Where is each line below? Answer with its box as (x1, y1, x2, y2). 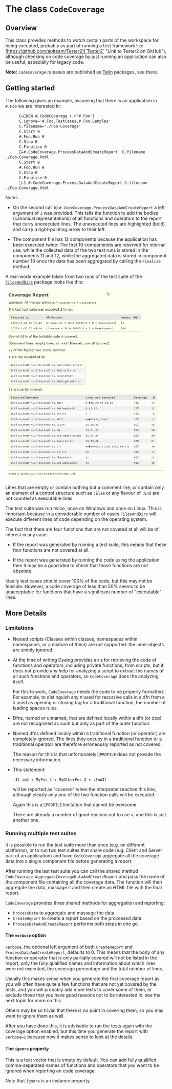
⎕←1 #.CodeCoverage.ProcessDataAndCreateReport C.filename (18, 180, 147, 185)
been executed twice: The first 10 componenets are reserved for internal (12, 241, 166, 248)
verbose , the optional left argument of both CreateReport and (5, 944, 133, 950)
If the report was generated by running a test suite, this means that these (12, 541, 167, 548)
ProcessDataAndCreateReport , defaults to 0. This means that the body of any (5, 949, 165, 955)
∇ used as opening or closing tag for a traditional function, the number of (12, 700, 166, 706)
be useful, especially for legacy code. (5, 59, 84, 65)
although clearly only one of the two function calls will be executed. (12, 792, 156, 798)
